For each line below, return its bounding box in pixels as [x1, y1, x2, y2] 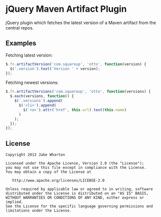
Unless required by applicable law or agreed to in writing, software [5, 187, 153, 192]
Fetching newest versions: [5, 80, 59, 85]
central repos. [5, 25, 34, 30]
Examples [5, 39, 36, 48]
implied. [5, 200, 24, 205]
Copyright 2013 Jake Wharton [5, 152, 65, 158]
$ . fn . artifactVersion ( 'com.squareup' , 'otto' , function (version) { [5, 61, 147, 67]
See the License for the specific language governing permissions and [5, 204, 153, 209]
